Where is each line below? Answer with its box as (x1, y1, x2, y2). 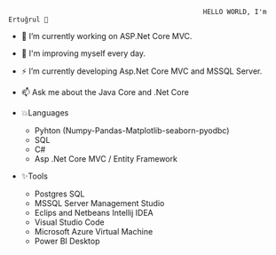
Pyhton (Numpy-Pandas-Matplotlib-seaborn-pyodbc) (34, 125, 230, 136)
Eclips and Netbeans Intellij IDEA (34, 208, 154, 218)
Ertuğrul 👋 (8, 15, 49, 24)
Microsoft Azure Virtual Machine (34, 227, 154, 236)
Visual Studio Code (34, 217, 105, 227)
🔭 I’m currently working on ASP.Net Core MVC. (20, 31, 193, 41)
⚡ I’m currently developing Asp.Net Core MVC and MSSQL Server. (20, 66, 263, 76)
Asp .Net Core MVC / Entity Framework (34, 154, 178, 163)
